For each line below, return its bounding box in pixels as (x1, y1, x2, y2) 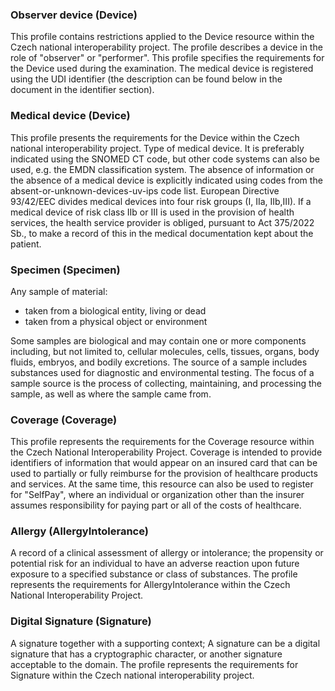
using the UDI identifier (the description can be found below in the (10, 73, 283, 85)
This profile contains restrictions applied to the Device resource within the (10, 31, 315, 43)
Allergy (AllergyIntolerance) (10, 524, 149, 538)
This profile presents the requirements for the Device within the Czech (10, 131, 300, 143)
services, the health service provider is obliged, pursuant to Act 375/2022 (10, 216, 315, 228)
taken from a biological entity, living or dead (24, 304, 207, 317)
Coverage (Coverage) (10, 413, 118, 427)
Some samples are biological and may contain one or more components (10, 334, 307, 347)
